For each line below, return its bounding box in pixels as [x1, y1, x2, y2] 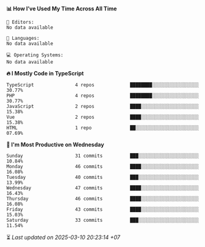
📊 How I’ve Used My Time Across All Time [6, 5, 117, 12]
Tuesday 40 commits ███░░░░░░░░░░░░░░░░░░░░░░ [6, 174, 199, 180]
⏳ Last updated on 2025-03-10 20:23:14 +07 [6, 234, 121, 241]
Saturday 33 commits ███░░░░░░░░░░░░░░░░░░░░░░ [6, 217, 199, 223]
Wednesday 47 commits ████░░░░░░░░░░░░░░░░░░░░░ [6, 185, 199, 191]
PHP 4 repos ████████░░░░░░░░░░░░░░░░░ [6, 93, 199, 99]
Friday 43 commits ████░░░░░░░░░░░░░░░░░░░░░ [6, 207, 199, 213]
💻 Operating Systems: [6, 52, 64, 58]
